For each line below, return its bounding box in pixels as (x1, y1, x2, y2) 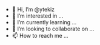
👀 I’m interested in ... (12, 12, 64, 19)
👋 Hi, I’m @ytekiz (12, 6, 55, 13)
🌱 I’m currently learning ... (12, 19, 77, 26)
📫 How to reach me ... (12, 32, 68, 39)
